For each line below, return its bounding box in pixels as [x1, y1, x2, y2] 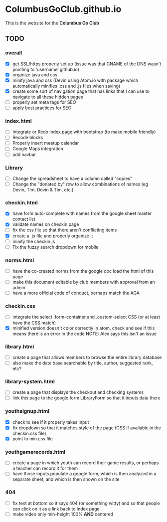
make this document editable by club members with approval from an [12, 279, 156, 285]
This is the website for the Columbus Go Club [5, 20, 100, 26]
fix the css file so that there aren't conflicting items [12, 227, 117, 233]
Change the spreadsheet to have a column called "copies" [12, 175, 133, 181]
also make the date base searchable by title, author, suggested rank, [12, 360, 153, 366]
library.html [5, 343, 34, 350]
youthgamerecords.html [5, 448, 66, 455]
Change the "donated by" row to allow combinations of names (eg [12, 181, 149, 187]
